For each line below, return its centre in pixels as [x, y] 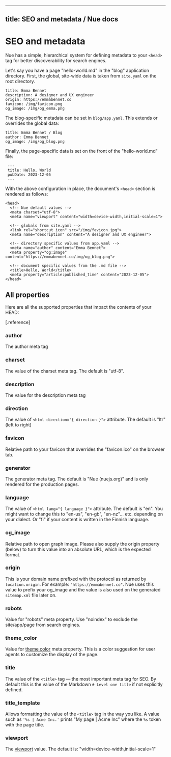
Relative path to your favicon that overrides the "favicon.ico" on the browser [85, 449]
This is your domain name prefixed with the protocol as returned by [76, 579]
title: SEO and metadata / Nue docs [62, 19]
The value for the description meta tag [46, 395]
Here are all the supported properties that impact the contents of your [78, 307]
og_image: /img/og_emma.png [35, 109]
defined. [14, 690]
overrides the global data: [32, 123]
